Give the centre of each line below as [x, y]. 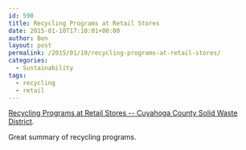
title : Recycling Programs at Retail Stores [84, 23]
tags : [17, 75]
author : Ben [28, 38]
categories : [28, 61]
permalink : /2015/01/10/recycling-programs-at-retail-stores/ [115, 53]
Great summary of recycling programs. [72, 137]
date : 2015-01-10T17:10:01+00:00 [64, 30]
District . [21, 122]
